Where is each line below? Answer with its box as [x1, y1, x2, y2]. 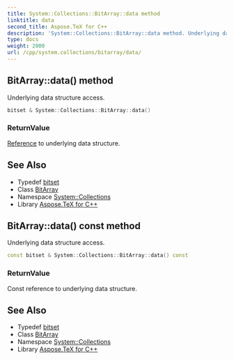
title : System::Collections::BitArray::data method [7, 10, 160, 17]
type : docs [7, 36, 39, 43]
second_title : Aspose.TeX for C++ [7, 23, 108, 30]
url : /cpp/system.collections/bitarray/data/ [7, 49, 141, 56]
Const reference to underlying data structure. [7, 284, 138, 292]
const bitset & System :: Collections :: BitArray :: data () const [7, 252, 189, 259]
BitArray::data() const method [7, 220, 141, 232]
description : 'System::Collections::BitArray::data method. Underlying [7, 29, 219, 37]
